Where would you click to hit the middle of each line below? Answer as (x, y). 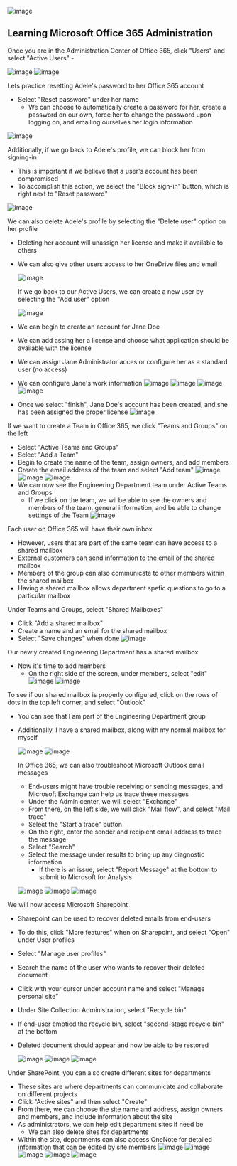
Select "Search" (52, 847)
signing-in (22, 157)
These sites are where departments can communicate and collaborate (120, 1086)
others (27, 250)
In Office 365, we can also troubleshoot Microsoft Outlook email (111, 765)
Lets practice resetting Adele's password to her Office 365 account (106, 85)
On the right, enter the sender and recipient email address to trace (125, 832)
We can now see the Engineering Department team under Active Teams (122, 484)
